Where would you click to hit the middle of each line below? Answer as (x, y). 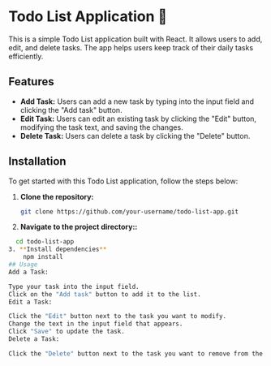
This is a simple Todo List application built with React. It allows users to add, (135, 39)
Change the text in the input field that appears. (96, 324)
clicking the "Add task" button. (71, 110)
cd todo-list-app (45, 242)
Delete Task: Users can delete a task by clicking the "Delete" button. (135, 136)
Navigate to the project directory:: (79, 227)
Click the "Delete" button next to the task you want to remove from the (136, 353)
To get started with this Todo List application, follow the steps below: (123, 181)
